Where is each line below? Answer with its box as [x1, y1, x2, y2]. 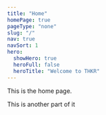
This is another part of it [7, 100, 76, 108]
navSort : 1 [7, 42, 39, 49]
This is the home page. [7, 87, 72, 95]
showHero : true [13, 55, 57, 62]
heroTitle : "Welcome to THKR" [13, 67, 100, 74]
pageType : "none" [7, 23, 57, 30]
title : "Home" [7, 10, 48, 17]
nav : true [7, 36, 36, 43]
